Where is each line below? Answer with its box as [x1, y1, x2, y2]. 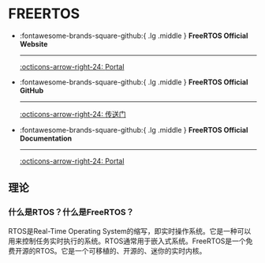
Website [19, 39, 48, 48]
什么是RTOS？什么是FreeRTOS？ [8, 207, 134, 218]
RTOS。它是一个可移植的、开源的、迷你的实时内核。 [35, 246, 207, 255]
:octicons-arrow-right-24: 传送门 [19, 109, 126, 118]
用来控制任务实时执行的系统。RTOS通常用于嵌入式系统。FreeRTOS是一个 [8, 236, 246, 246]
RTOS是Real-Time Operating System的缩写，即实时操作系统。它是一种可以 [8, 226, 252, 235]
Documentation [19, 133, 73, 143]
